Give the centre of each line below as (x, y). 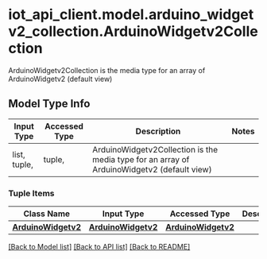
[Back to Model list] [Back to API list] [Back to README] (99, 247)
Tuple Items (31, 193)
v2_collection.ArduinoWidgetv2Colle (133, 31)
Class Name (46, 214)
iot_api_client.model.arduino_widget (131, 15)
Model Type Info (49, 104)
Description (158, 131)
